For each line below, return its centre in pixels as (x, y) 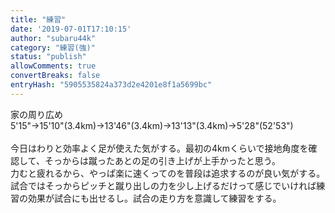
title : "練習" (38, 19)
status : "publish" (48, 57)
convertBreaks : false (55, 76)
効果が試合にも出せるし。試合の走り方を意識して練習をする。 (154, 198)
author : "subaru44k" (53, 38)
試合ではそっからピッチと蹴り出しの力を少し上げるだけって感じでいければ (163, 185)
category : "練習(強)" (53, 47)
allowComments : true (53, 66)
